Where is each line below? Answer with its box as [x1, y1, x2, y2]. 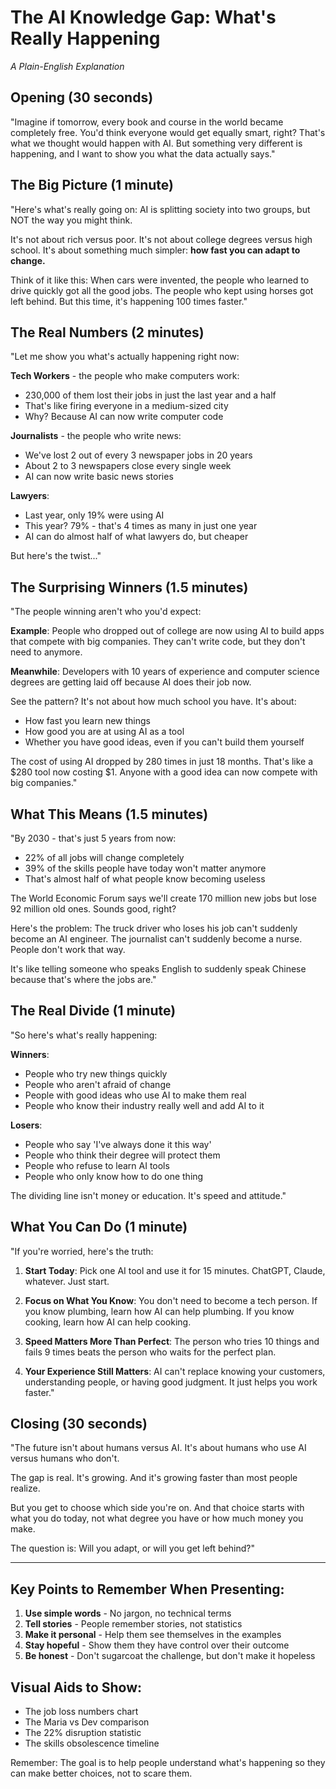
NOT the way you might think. [10, 214, 133, 226]
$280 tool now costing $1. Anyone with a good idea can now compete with [10, 766, 318, 778]
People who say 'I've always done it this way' [24, 1138, 212, 1150]
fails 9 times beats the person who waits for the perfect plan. [24, 1346, 277, 1358]
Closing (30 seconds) [10, 1416, 148, 1433]
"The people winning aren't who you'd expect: [10, 606, 202, 618]
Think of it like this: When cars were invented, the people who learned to [10, 274, 310, 286]
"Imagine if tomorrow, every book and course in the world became [10, 116, 284, 128]
